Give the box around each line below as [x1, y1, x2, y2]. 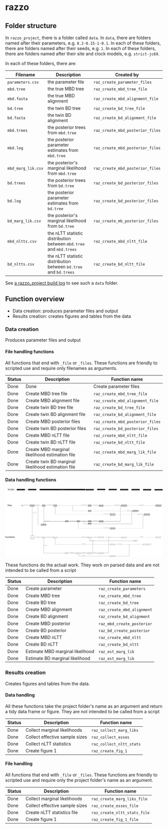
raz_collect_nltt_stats [91, 742, 141, 747]
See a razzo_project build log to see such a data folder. [5, 280, 118, 286]
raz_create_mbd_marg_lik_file [93, 450, 156, 455]
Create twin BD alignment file [25, 411, 86, 418]
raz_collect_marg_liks [91, 728, 138, 733]
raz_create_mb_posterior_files [93, 219, 158, 224]
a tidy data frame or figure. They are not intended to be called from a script [5, 708, 160, 714]
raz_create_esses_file [91, 803, 138, 808]
